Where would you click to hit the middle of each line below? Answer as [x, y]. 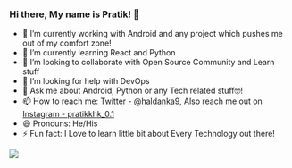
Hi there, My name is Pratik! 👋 [75, 14]
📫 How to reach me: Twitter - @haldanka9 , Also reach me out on [142, 101]
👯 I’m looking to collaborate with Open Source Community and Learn [148, 63]
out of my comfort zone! [67, 43]
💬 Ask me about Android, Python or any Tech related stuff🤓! [133, 91]
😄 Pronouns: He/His [60, 123]
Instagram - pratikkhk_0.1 [68, 114]
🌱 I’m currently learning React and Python [99, 53]
